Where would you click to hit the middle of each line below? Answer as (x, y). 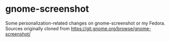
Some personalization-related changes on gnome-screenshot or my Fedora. (85, 23)
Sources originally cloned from (38, 28)
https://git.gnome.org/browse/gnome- (111, 28)
